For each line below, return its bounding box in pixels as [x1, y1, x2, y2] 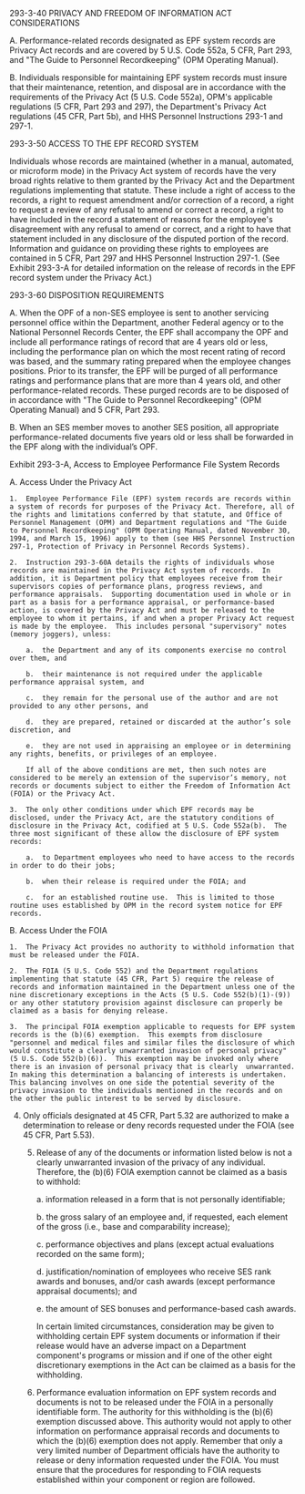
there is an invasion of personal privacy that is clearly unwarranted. [9, 1062, 296, 1071]
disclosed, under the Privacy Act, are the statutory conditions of [9, 813, 275, 822]
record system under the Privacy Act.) [9, 273, 153, 283]
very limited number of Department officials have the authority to [36, 1445, 280, 1456]
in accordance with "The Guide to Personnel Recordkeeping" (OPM [9, 395, 262, 405]
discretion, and [9, 726, 71, 735]
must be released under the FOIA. [9, 951, 141, 960]
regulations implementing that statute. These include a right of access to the [9, 185, 296, 195]
